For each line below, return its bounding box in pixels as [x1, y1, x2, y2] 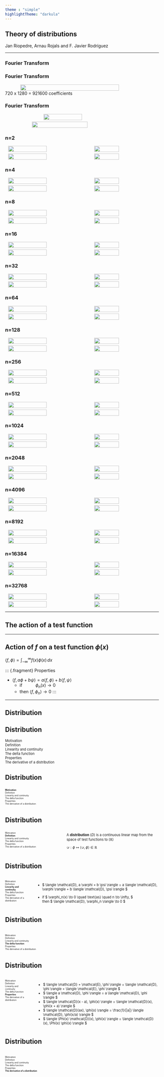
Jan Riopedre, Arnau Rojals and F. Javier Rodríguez [5, 43, 108, 49]
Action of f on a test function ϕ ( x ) [5, 643, 109, 652]
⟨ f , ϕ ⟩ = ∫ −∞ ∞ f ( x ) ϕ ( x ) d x [5, 656, 53, 664]
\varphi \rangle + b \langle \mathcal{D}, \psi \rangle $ [42, 887, 128, 892]
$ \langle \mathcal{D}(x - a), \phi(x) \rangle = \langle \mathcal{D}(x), [43, 999, 153, 1004]
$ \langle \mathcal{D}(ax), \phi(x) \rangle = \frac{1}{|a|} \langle [43, 1008, 144, 1013]
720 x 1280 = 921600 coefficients [5, 90, 73, 96]
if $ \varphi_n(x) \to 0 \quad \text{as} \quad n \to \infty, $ [42, 894, 133, 899]
